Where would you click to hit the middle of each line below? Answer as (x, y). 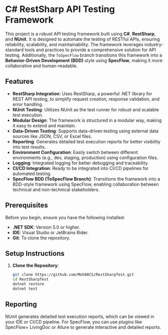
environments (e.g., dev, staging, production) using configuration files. (85, 157)
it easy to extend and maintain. (44, 125)
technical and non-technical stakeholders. (56, 190)
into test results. (29, 147)
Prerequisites (27, 205)
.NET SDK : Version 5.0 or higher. (46, 227)
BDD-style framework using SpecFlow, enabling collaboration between (86, 184)
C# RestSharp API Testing (60, 9)
